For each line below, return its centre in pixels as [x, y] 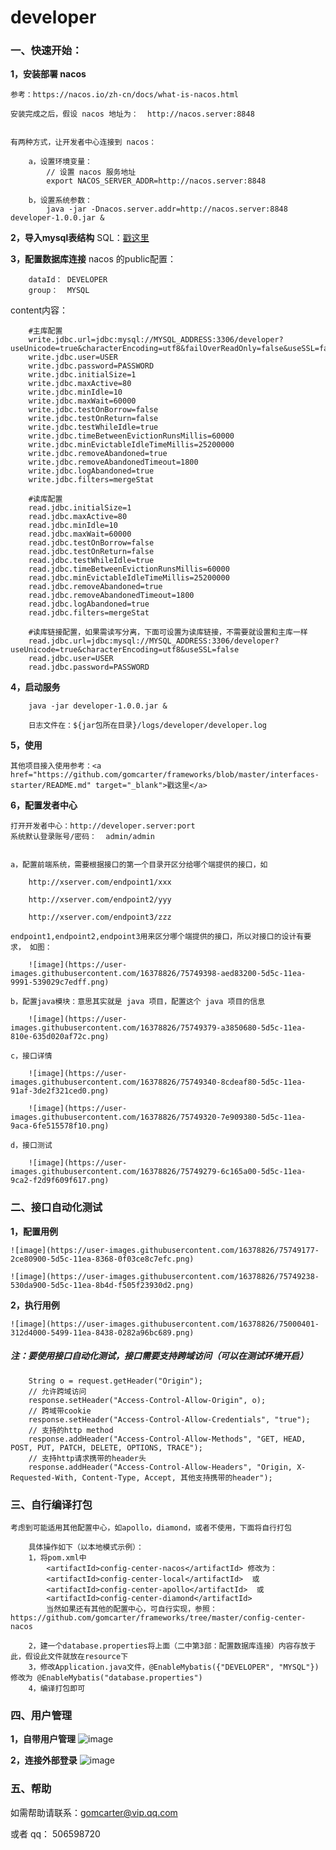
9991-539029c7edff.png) [60, 982]
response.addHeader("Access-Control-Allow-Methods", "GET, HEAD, [167, 1439]
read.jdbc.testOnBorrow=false [91, 543]
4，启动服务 [35, 687]
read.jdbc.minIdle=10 [73, 526]
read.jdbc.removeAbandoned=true [95, 587]
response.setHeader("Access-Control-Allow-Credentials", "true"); [169, 1419]
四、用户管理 [41, 1715]
